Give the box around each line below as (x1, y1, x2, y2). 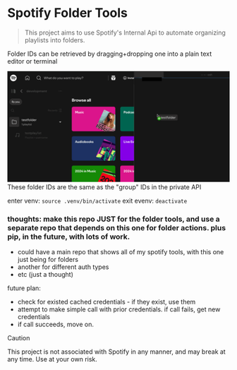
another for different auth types (17, 263, 109, 271)
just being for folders (17, 256, 79, 264)
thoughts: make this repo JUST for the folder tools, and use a (7, 214, 220, 224)
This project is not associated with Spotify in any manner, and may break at (7, 347, 226, 356)
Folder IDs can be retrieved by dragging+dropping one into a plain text (7, 49, 212, 58)
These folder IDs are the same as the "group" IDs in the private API (7, 182, 202, 191)
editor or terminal (7, 56, 58, 65)
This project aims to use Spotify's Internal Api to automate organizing (24, 28, 226, 37)
